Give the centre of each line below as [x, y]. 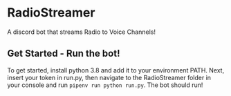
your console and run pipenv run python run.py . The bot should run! [105, 85]
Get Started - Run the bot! [64, 54]
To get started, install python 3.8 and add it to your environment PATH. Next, [116, 70]
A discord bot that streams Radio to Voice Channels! [81, 32]
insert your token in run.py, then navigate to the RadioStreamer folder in [109, 77]
